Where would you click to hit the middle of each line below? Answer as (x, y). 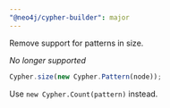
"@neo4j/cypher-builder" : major (69, 17)
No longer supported (48, 60)
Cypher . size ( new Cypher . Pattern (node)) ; (86, 77)
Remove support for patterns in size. (76, 43)
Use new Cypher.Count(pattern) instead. (84, 94)
